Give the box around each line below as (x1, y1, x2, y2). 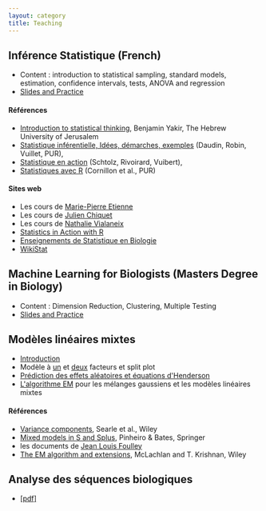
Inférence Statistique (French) (8, 49, 161, 62)
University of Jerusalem (19, 131, 99, 141)
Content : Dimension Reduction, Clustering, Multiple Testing (19, 301, 217, 310)
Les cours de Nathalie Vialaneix (19, 218, 124, 228)
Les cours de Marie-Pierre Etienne (19, 202, 133, 211)
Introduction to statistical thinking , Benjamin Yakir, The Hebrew (19, 123, 227, 133)
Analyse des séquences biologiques (8, 473, 193, 486)
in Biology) (8, 280, 63, 293)
